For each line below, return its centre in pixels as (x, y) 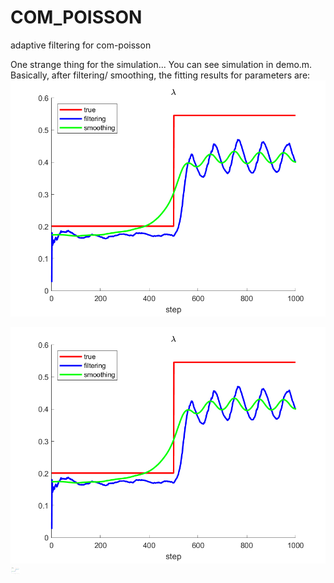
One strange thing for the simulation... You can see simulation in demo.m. (161, 64)
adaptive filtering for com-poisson (81, 45)
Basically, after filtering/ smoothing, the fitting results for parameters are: (160, 75)
